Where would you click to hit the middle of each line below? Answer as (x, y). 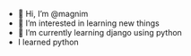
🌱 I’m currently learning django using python (100, 32)
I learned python (48, 42)
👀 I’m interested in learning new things (88, 23)
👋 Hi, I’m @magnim (53, 14)
